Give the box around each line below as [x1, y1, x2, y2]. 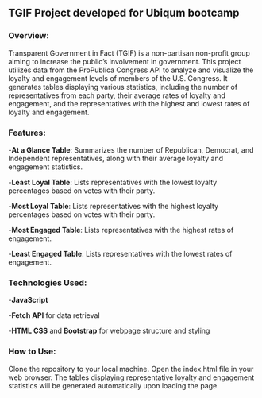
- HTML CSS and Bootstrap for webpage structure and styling [8, 326, 210, 336]
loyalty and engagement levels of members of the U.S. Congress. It [8, 73, 228, 83]
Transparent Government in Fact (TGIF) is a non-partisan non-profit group [8, 48, 250, 58]
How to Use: [8, 346, 56, 357]
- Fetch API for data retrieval [8, 311, 101, 320]
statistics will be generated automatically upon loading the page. [8, 381, 220, 390]
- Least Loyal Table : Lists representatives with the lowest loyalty [8, 177, 218, 187]
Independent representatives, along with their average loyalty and [8, 153, 224, 163]
